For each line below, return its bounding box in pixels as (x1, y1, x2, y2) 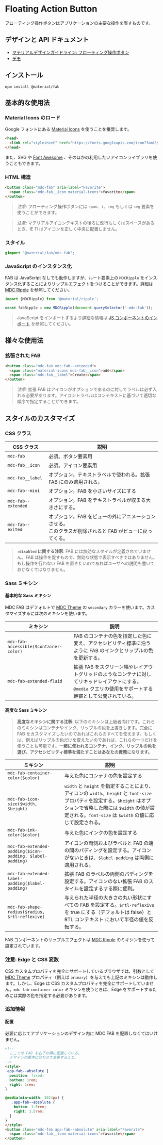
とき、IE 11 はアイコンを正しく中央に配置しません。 (16, 226, 120, 231)
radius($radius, (7, 909, 45, 915)
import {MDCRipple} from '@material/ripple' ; (5, 297, 98, 302)
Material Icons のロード (5, 114, 61, 121)
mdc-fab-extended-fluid (7, 678, 63, 684)
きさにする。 (48, 504, 78, 510)
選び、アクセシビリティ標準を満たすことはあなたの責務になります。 (16, 749, 152, 755)
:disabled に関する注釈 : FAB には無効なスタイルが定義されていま (16, 548, 147, 554)
